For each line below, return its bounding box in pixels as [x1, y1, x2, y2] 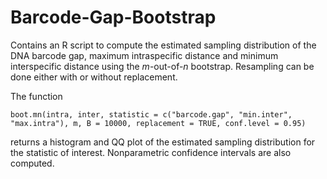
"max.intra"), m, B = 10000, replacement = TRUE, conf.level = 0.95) [10, 118, 307, 128]
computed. [10, 157, 55, 169]
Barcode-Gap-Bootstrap [10, 6, 217, 29]
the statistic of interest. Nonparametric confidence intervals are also [10, 146, 292, 158]
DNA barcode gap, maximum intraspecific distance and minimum [10, 49, 279, 61]
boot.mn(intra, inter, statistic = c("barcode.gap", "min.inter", [10, 109, 293, 120]
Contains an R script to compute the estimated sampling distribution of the [10, 39, 317, 51]
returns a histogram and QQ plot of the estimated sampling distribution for [10, 136, 316, 148]
